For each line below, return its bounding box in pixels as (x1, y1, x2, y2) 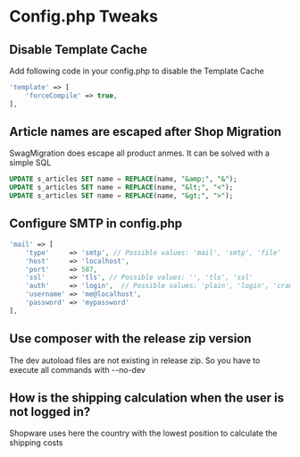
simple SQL (9, 157, 52, 168)
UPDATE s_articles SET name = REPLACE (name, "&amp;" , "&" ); (9, 174, 238, 184)
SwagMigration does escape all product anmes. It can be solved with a (9, 148, 271, 158)
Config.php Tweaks (9, 6, 159, 27)
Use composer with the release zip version (9, 331, 252, 346)
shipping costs (9, 437, 64, 448)
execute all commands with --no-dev (9, 364, 146, 375)
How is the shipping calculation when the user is (9, 390, 285, 405)
